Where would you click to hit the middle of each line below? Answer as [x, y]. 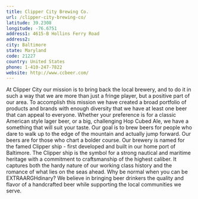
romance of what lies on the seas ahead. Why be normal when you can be [97, 172]
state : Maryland [26, 51]
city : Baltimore [26, 45]
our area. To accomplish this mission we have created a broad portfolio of [96, 102]
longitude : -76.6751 [32, 28]
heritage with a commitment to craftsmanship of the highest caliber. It [91, 159]
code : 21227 [21, 56]
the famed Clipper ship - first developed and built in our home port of [91, 147]
